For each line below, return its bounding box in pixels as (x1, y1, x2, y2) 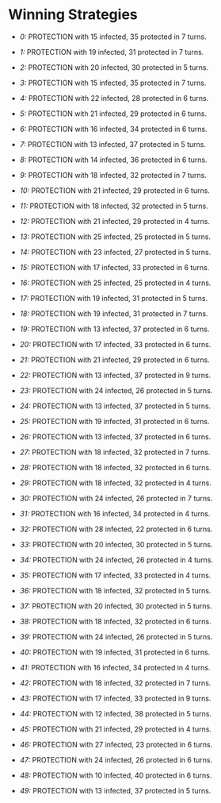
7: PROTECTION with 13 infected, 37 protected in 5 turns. (19, 139, 206, 149)
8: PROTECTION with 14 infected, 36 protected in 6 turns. (19, 155, 208, 164)
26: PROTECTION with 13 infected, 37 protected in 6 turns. (19, 431, 211, 442)
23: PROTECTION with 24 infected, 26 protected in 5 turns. (19, 385, 213, 395)
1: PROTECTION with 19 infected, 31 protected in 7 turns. (19, 47, 204, 56)
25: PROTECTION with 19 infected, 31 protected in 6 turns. (19, 416, 210, 426)
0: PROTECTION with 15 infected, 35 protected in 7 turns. (19, 32, 207, 41)
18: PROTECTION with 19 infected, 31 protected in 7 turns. (19, 308, 208, 318)
